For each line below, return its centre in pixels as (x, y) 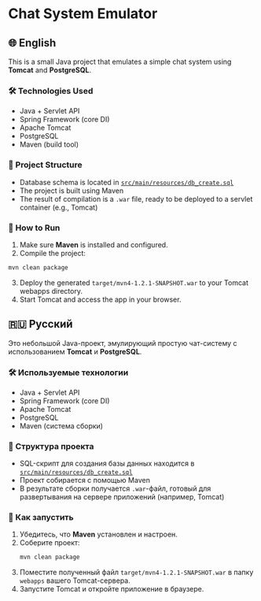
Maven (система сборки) (61, 425)
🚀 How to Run (34, 228)
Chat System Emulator (83, 14)
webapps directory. (51, 291)
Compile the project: (53, 253)
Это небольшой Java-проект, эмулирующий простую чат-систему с (123, 343)
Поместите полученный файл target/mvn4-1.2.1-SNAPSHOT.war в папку (136, 573)
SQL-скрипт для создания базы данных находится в (107, 464)
